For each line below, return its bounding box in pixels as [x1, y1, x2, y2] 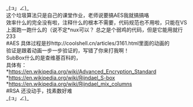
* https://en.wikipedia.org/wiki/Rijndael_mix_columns [6, 80, 133, 87]
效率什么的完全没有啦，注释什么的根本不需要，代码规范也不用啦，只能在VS [6, 19, 187, 26]
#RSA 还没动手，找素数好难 [6, 87, 73, 94]
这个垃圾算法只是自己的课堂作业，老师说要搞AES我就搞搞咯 [6, 12, 150, 19]
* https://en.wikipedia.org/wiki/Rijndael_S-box [6, 74, 115, 81]
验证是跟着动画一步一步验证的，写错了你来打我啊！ [6, 47, 129, 53]
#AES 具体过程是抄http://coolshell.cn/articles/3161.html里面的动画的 [6, 40, 170, 47]
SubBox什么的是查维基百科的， [6, 54, 81, 61]
